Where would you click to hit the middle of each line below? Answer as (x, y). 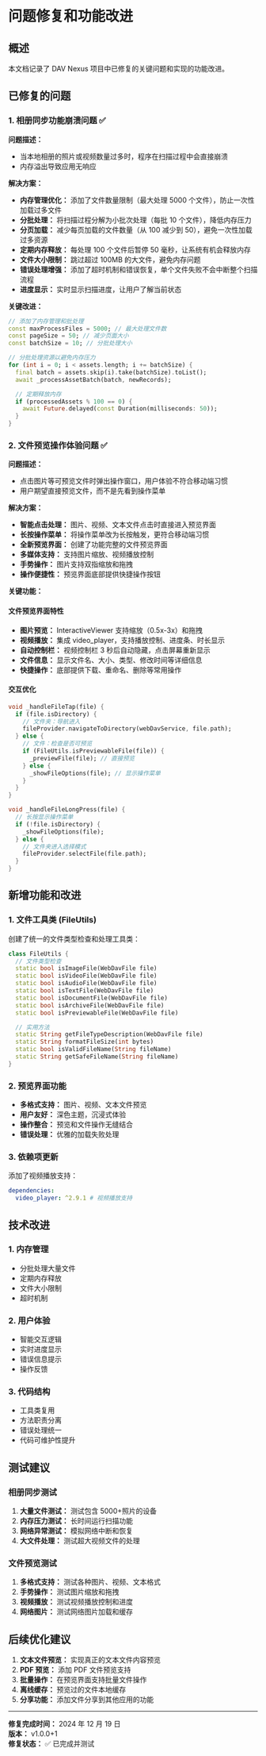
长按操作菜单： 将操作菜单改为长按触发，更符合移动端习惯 (114, 535)
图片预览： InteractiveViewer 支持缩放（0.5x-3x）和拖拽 (111, 630)
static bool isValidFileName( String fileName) (93, 1049)
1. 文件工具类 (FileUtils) (53, 920)
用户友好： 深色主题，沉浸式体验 (73, 1115)
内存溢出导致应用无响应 (58, 166)
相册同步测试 (33, 1492)
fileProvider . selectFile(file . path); (85, 854)
